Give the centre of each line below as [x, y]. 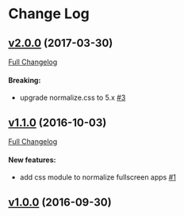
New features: [32, 160]
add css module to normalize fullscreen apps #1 [98, 177]
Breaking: [25, 80]
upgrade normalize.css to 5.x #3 [73, 98]
